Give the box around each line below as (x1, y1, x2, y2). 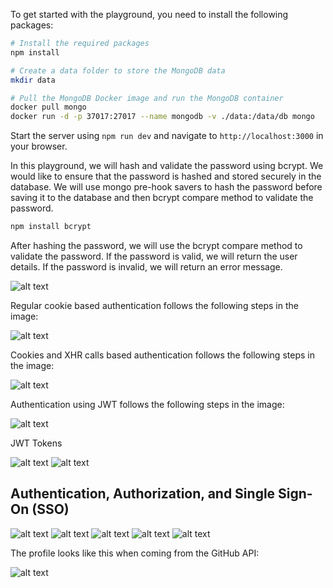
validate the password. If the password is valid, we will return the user (10, 250, 298, 262)
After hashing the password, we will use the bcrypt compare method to (10, 240, 303, 251)
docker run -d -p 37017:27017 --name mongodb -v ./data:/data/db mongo (10, 112, 315, 122)
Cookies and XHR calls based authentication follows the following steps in (10, 349, 315, 361)
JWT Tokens (10, 437, 63, 449)
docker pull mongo (10, 102, 87, 113)
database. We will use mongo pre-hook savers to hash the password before (10, 181, 323, 193)
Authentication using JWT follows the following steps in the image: (10, 399, 285, 410)
